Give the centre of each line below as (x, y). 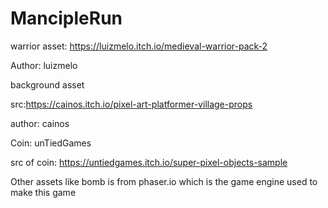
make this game (43, 192)
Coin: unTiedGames (51, 143)
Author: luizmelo (44, 65)
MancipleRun (66, 18)
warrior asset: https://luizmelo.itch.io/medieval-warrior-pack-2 (139, 46)
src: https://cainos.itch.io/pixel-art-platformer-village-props (131, 104)
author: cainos (40, 123)
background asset (47, 84)
